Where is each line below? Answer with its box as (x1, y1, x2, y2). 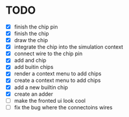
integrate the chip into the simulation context (14, 43, 124, 50)
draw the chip (14, 37, 49, 44)
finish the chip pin (14, 23, 58, 30)
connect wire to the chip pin (14, 50, 83, 57)
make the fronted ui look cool (14, 97, 86, 104)
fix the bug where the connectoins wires (14, 103, 113, 110)
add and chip (14, 57, 47, 64)
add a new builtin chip (14, 84, 69, 91)
